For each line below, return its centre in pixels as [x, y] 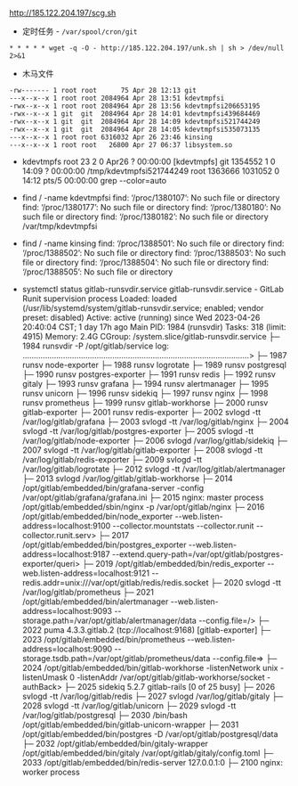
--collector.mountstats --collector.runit [183, 526]
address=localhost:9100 [66, 526]
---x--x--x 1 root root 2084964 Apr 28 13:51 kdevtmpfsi [117, 98]
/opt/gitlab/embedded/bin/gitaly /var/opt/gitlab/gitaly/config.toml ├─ [148, 753]
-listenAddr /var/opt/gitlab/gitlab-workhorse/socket [171, 677]
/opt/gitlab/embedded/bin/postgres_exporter [104, 544]
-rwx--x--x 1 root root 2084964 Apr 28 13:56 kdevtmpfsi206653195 [135, 106]
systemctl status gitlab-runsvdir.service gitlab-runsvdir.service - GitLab [153, 289]
